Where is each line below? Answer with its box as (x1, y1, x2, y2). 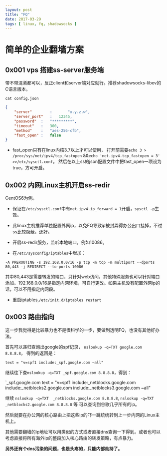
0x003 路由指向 (5, 313, 55, 321)
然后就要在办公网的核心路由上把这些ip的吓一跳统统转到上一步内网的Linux (5, 412, 156, 418)
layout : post (5, 7, 32, 12)
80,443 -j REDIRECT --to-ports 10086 (5, 264, 84, 270)
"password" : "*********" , (14, 118, 77, 124)
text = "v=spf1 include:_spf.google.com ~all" (5, 360, 104, 365)
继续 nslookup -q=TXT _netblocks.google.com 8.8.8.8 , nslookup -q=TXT (5, 395, 154, 401)
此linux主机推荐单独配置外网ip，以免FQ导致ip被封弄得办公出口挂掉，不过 (12, 223, 163, 229)
